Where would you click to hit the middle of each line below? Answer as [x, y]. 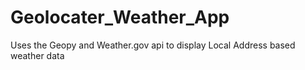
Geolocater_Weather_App [120, 17]
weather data [37, 55]
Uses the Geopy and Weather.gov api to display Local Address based [153, 45]
